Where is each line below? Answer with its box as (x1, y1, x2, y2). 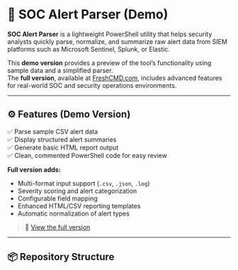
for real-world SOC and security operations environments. (7, 81, 177, 89)
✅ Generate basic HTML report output (7, 143, 119, 152)
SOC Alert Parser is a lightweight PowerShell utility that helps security (7, 30, 212, 38)
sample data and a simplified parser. (7, 66, 113, 74)
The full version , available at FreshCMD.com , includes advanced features (7, 74, 222, 82)
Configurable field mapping (17, 194, 98, 203)
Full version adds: (7, 165, 62, 174)
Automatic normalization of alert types (17, 209, 130, 218)
